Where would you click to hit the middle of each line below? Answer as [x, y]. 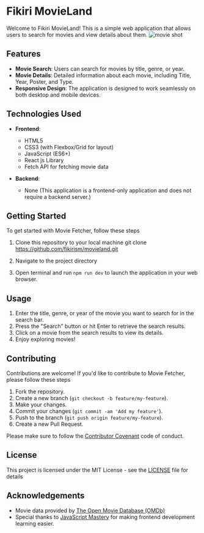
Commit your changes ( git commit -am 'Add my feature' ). [89, 411]
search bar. [29, 320]
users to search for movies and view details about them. [77, 34]
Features [24, 54]
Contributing [31, 358]
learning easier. [35, 523]
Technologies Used [44, 114]
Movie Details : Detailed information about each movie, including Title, [103, 75]
